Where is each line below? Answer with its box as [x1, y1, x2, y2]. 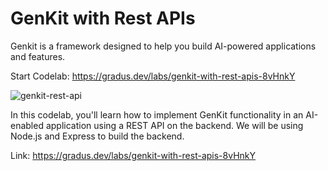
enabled [10, 119, 44, 131]
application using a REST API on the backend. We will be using [45, 119, 304, 131]
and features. [10, 50, 66, 62]
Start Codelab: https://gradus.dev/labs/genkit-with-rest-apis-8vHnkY [10, 70, 296, 82]
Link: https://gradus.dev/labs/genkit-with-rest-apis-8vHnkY [10, 149, 257, 161]
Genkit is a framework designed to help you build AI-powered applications [10, 40, 317, 52]
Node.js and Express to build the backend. [10, 130, 185, 142]
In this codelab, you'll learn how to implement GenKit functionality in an [10, 108, 304, 121]
